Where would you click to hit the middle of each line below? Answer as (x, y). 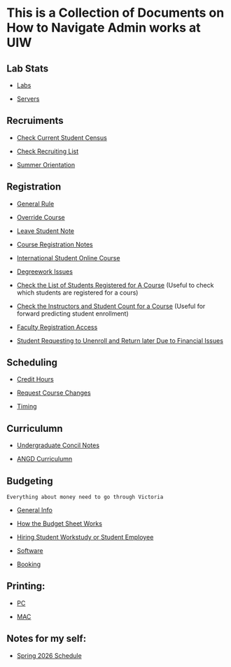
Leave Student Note (45, 231)
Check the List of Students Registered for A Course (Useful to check (115, 285)
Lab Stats (28, 68)
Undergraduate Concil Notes (58, 445)
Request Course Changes (54, 393)
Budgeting (30, 481)
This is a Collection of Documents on (115, 13)
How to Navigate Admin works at (104, 28)
